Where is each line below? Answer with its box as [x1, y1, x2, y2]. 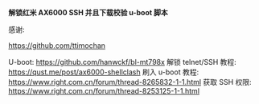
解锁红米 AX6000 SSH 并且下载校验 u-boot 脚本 [8, 8, 168, 17]
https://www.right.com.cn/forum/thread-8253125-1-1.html [8, 86, 199, 95]
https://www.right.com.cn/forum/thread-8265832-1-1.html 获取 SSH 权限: [8, 78, 252, 86]
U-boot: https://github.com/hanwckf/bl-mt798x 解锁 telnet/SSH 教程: [8, 58, 237, 66]
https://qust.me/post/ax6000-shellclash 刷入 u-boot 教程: [8, 67, 199, 77]
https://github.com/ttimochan [8, 41, 106, 50]
